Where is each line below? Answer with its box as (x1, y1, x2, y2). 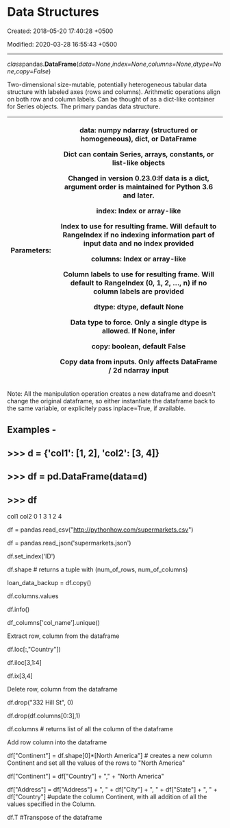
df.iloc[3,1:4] (7, 658, 42, 666)
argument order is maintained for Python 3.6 (64, 182, 214, 191)
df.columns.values (7, 591, 59, 600)
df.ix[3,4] (7, 672, 33, 680)
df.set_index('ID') (7, 552, 56, 560)
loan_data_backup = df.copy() (7, 578, 92, 587)
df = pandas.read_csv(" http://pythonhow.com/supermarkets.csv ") (7, 525, 194, 534)
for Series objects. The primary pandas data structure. (7, 102, 161, 110)
